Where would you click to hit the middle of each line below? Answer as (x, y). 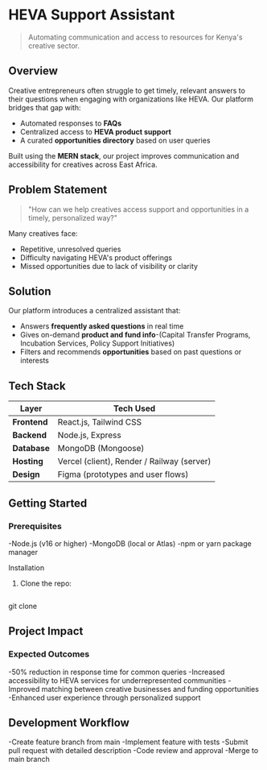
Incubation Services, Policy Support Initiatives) (97, 343)
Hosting (28, 462)
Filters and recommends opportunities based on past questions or (131, 352)
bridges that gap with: (45, 107)
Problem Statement (58, 190)
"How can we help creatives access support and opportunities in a (138, 209)
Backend (29, 435)
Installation (27, 567)
